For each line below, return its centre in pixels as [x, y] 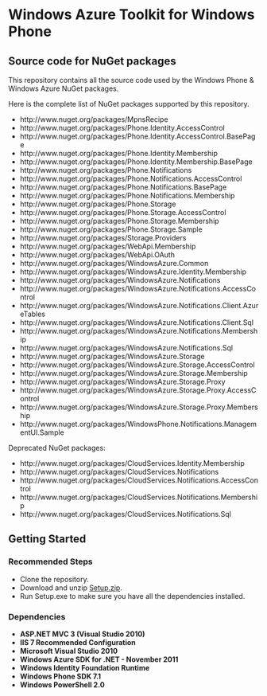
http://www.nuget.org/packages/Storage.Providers [103, 238]
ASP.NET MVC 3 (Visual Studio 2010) [82, 634]
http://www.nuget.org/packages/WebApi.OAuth [97, 255]
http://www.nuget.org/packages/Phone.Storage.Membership [120, 221]
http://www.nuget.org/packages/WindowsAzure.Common [114, 263]
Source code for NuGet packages [92, 61]
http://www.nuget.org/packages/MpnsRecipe [94, 119]
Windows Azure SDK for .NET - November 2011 [99, 659]
